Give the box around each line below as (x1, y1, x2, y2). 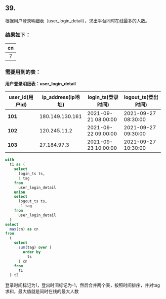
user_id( (8, 94, 29, 101)
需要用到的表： (5, 69, 41, 76)
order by (23, 249, 41, 254)
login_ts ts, (18, 171, 45, 177)
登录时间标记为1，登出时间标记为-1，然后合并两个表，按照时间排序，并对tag (5, 282, 160, 288)
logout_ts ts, (18, 199, 48, 204)
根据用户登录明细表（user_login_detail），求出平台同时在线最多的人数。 (5, 17, 150, 24)
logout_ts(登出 (124, 94, 159, 101)
